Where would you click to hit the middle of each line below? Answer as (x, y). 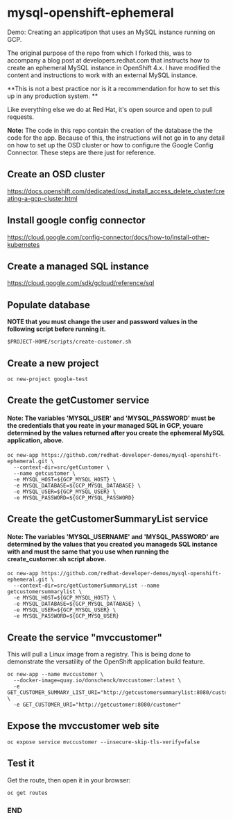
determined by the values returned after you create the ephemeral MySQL (116, 433)
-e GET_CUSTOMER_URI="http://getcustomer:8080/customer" (97, 705)
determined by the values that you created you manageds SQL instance (113, 544)
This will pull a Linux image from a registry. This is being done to (99, 654)
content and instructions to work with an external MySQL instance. (102, 75)
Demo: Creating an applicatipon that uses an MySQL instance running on (111, 32)
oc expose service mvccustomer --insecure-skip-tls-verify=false (103, 742)
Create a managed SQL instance (78, 266)
